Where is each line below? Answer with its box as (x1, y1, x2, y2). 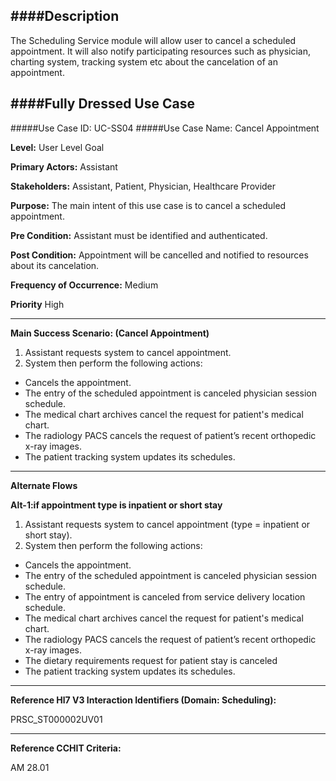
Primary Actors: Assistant (10, 160, 118, 173)
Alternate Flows (10, 479, 78, 491)
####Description (10, 8, 120, 25)
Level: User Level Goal (10, 141, 105, 153)
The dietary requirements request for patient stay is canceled (24, 654, 278, 666)
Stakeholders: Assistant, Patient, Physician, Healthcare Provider (10, 180, 277, 192)
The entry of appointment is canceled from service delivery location (24, 590, 306, 603)
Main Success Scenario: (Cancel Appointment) (10, 327, 210, 339)
